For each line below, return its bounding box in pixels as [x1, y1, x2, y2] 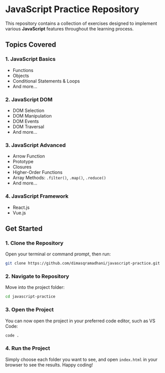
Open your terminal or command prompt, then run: [5, 251, 111, 257]
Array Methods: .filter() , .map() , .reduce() [12, 175, 107, 181]
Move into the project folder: [5, 284, 65, 290]
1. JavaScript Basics [5, 56, 56, 63]
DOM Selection [12, 107, 45, 114]
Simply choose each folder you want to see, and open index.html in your [5, 356, 158, 362]
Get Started [5, 224, 43, 233]
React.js [12, 204, 30, 210]
